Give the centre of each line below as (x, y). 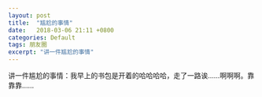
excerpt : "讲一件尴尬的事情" (51, 52)
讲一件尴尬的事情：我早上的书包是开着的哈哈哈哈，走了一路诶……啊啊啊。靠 (131, 75)
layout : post (30, 15)
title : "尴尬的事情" (41, 23)
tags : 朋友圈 (28, 45)
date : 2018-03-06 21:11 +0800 (61, 30)
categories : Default (42, 37)
